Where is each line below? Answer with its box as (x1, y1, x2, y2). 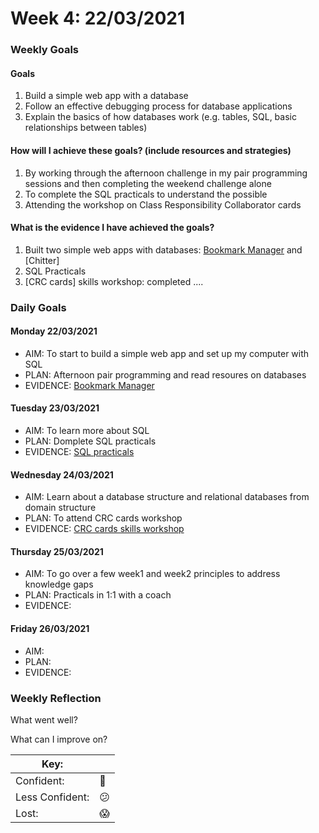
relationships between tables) (24, 122, 148, 134)
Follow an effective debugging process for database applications (24, 100, 293, 112)
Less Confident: (15, 790, 90, 804)
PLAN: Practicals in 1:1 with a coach (24, 589, 172, 601)
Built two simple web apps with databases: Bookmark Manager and (24, 243, 303, 256)
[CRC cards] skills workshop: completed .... (24, 275, 204, 287)
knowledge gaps (24, 578, 94, 591)
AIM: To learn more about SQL (24, 425, 150, 437)
